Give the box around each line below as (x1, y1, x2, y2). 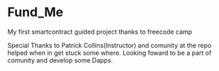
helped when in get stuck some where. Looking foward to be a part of (7, 49, 212, 57)
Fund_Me (7, 4, 64, 20)
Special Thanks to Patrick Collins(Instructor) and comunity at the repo (7, 41, 212, 49)
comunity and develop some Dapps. (7, 56, 114, 64)
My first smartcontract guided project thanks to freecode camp (7, 27, 193, 36)
